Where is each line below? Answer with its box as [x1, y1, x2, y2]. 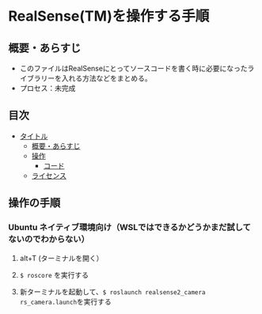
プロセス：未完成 [19, 84, 76, 93]
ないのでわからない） [8, 234, 89, 245]
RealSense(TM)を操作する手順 [8, 7, 210, 25]
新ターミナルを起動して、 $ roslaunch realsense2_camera [19, 286, 206, 297]
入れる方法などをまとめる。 [61, 74, 152, 83]
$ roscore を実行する [19, 270, 89, 279]
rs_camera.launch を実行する [19, 297, 112, 306]
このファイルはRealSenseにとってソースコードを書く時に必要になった [19, 64, 248, 73]
